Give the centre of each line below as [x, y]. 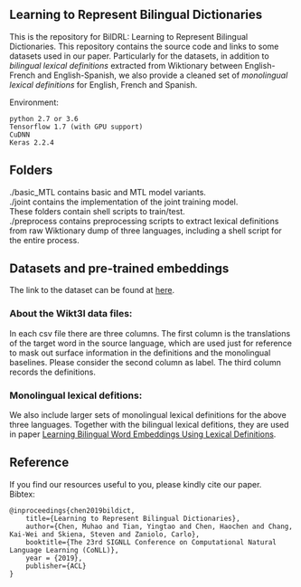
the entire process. [44, 240]
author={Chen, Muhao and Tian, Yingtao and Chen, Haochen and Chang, [160, 526]
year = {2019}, [54, 558]
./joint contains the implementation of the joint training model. [124, 202]
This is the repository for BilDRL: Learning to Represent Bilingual [129, 36]
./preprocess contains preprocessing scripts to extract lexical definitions [144, 221]
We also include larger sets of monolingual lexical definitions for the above [148, 415]
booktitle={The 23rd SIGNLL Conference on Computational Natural [151, 542]
